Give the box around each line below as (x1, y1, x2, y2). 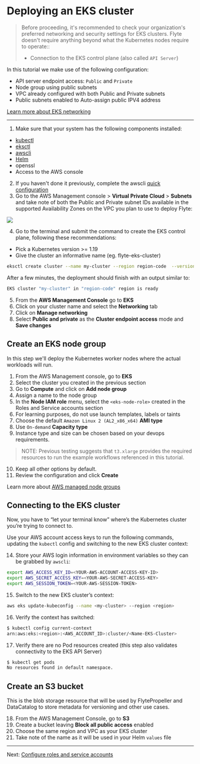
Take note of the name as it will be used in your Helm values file (15, 734, 172, 741)
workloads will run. (7, 361, 53, 368)
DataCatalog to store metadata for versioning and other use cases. (7, 703, 170, 710)
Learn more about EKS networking (7, 108, 91, 115)
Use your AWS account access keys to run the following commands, (7, 534, 174, 541)
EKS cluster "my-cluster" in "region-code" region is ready (7, 286, 159, 292)
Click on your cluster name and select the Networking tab (15, 302, 158, 310)
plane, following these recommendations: (15, 234, 117, 241)
